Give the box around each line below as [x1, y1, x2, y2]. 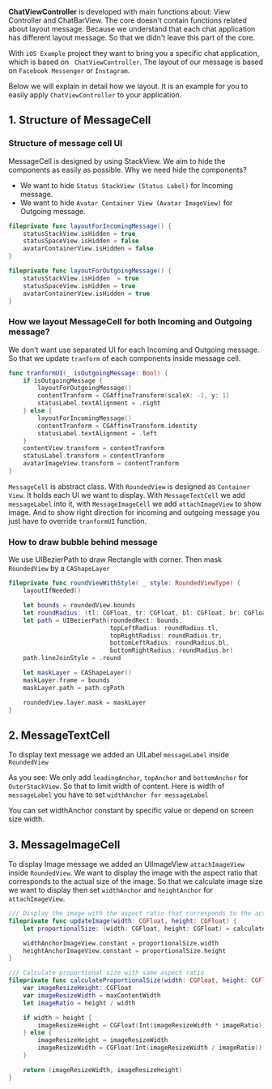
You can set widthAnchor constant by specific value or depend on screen [8, 806, 253, 816]
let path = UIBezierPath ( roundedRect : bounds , [23, 616, 183, 624]
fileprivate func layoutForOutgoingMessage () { [8, 267, 172, 275]
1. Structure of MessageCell [8, 114, 151, 127]
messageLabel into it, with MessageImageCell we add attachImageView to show [8, 499, 261, 508]
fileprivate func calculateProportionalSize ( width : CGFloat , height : [8, 976, 249, 984]
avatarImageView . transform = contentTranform [23, 460, 180, 468]
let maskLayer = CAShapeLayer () [23, 669, 132, 677]
